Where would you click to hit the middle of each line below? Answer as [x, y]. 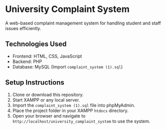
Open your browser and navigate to [49, 115]
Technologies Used [36, 44]
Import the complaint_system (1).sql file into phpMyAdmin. [74, 105]
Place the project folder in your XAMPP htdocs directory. [70, 110]
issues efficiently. [23, 28]
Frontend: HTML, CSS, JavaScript [47, 56]
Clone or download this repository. [48, 94]
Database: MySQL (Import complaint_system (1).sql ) [67, 66]
